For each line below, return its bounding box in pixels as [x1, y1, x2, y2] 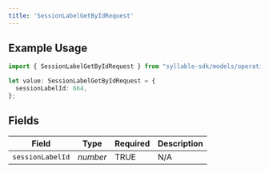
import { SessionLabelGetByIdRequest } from [8, 62, 159, 70]
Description [157, 138, 203, 149]
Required [114, 138, 151, 149]
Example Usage [8, 42, 88, 55]
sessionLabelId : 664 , [15, 85, 88, 93]
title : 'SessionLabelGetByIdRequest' [8, 11, 134, 20]
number [77, 151, 107, 163]
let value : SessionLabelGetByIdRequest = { [8, 77, 156, 85]
